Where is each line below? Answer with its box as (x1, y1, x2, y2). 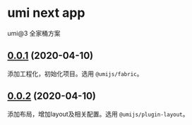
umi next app (7, 5, 85, 21)
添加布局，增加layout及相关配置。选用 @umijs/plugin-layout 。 (7, 110, 189, 118)
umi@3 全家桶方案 (7, 29, 61, 37)
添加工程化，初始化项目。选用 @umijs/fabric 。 (7, 69, 143, 78)
